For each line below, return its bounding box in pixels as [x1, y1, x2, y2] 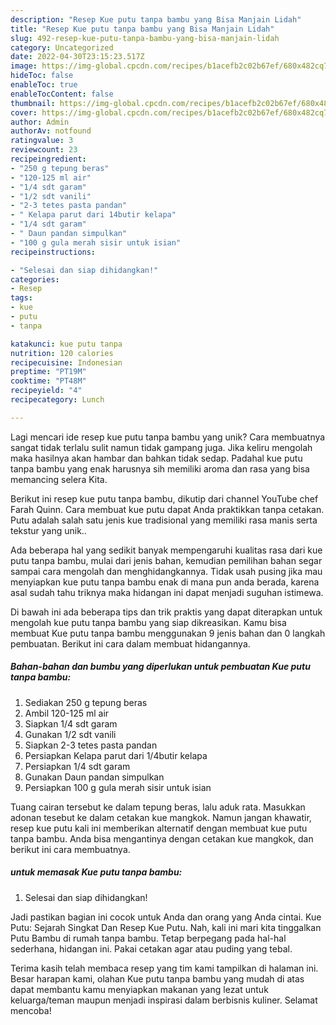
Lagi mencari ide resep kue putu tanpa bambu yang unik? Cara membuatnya [10, 431, 326, 443]
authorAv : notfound [10, 126, 92, 136]
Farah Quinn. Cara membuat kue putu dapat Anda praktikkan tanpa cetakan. [10, 503, 325, 515]
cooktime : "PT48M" [10, 376, 87, 386]
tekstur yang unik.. [10, 524, 87, 536]
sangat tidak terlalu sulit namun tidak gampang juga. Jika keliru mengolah [10, 441, 313, 453]
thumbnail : [10, 98, 56, 108]
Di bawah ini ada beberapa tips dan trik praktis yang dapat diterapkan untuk [10, 606, 323, 618]
